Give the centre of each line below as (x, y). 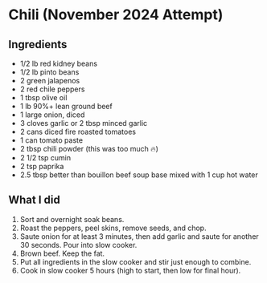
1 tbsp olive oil (43, 97)
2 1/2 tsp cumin (45, 158)
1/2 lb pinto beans (49, 72)
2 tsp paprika (42, 166)
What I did (34, 200)
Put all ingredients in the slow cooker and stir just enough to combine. (136, 261)
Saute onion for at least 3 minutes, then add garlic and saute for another (139, 236)
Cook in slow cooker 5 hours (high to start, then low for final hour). (130, 270)
